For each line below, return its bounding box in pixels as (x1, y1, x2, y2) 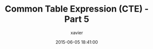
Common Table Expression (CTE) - (4, 3, 149, 15)
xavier (70, 30, 83, 35)
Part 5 (64, 14, 90, 25)
